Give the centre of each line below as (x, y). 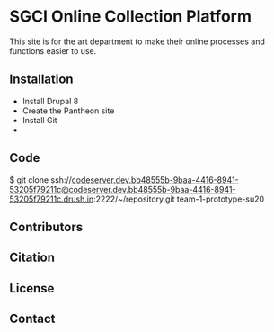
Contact (32, 319)
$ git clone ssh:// (40, 179)
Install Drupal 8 (50, 101)
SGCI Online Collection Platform (130, 17)
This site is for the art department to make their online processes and (137, 41)
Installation (41, 80)
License (32, 288)
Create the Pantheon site (68, 111)
